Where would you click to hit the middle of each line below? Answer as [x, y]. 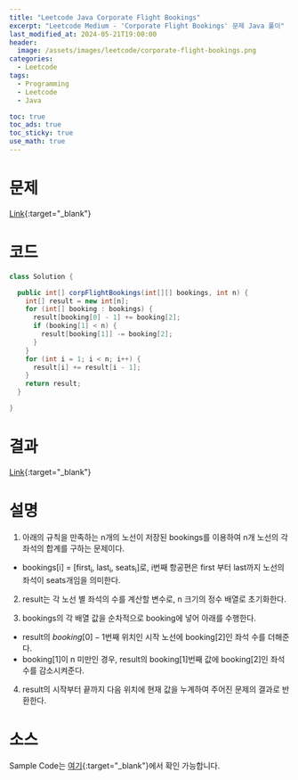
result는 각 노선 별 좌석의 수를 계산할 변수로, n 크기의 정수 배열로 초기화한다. [154, 599]
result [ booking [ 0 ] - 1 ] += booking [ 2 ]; [107, 317]
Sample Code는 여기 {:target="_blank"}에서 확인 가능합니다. [115, 766]
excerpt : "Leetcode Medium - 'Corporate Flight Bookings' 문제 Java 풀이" [147, 26]
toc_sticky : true [41, 133]
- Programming [43, 84]
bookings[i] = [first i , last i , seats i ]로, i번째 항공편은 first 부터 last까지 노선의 [153, 568]
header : [24, 42]
